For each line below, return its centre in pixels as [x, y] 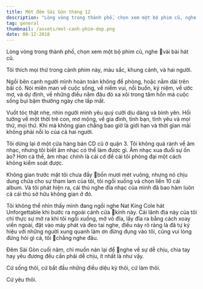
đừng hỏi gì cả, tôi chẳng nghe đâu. [52, 238]
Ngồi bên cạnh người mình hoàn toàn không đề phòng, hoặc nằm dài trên [98, 82]
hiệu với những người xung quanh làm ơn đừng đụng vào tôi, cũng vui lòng [99, 231]
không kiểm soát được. [35, 163]
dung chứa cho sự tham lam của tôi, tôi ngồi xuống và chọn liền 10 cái [93, 181]
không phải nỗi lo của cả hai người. [50, 132]
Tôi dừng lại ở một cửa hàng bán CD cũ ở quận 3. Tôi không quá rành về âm [101, 144]
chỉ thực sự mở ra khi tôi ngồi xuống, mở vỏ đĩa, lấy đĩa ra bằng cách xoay [98, 219]
